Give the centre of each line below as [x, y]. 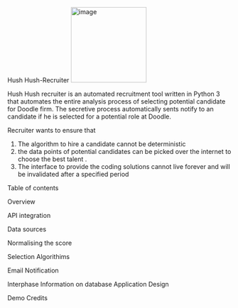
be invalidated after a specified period [73, 174]
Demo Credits [28, 298]
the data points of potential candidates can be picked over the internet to [124, 152]
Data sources [27, 229]
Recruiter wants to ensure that [52, 130]
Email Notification [33, 270]
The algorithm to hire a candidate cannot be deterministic [102, 144]
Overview [21, 202]
